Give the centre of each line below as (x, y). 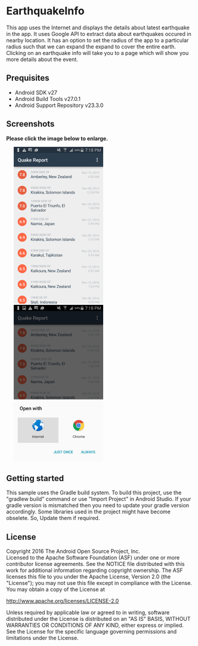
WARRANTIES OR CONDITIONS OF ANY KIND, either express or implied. (95, 625)
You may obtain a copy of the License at (56, 589)
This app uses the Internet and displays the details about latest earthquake (98, 27)
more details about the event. (42, 59)
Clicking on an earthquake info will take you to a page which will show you (98, 53)
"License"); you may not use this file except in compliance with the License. (99, 583)
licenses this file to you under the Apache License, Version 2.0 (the (89, 577)
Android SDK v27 (36, 92)
